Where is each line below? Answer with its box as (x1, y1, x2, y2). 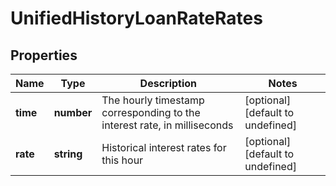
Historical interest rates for (101, 141, 227, 154)
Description (139, 77, 198, 90)
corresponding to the (101, 106, 201, 119)
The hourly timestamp (101, 93, 205, 107)
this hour (101, 153, 144, 167)
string (53, 147, 83, 161)
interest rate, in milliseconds (101, 118, 234, 132)
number (53, 106, 93, 119)
